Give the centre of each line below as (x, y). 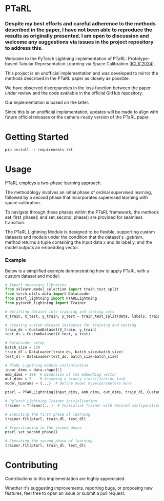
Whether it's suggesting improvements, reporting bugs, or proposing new (79, 488)
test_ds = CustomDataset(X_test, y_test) (48, 334)
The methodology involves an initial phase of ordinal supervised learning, (79, 193)
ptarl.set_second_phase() (31, 432)
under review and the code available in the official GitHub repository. (74, 93)
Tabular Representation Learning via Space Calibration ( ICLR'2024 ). (87, 64)
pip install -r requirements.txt (39, 150)
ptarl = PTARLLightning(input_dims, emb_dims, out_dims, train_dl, (75, 392)
